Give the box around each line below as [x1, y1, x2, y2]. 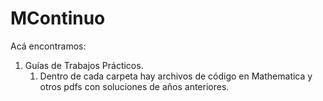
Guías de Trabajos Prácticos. [24, 59, 144, 71]
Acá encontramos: [10, 40, 87, 52]
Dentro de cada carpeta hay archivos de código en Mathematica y [39, 70, 313, 82]
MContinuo [10, 7, 106, 30]
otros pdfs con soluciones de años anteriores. [39, 80, 230, 92]
